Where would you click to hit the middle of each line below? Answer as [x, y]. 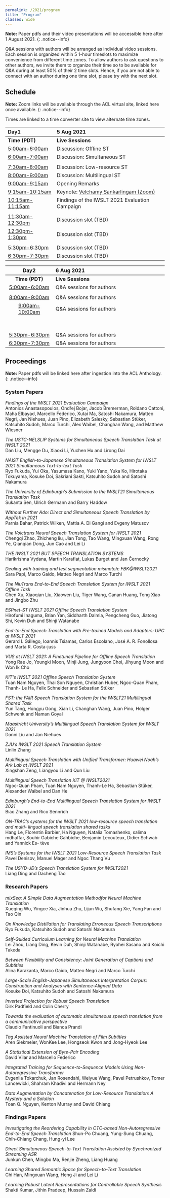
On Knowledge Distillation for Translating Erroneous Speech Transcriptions [84, 923]
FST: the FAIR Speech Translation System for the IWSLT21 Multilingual [78, 698]
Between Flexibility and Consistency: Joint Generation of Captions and [79, 960]
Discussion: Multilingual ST [89, 176]
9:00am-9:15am [28, 184]
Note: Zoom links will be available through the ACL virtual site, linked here [82, 104]
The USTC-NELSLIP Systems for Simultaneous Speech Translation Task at [83, 440]
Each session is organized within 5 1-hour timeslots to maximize [72, 54]
